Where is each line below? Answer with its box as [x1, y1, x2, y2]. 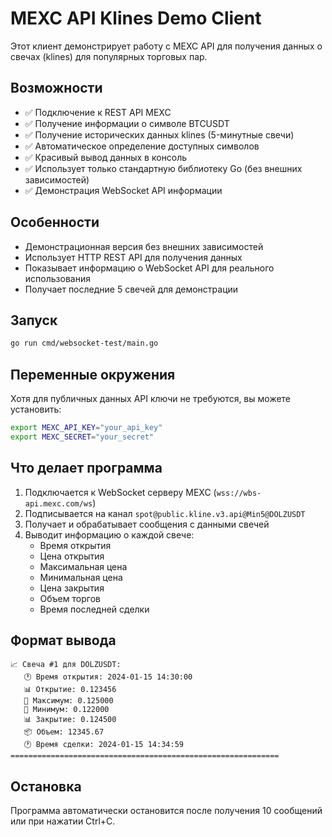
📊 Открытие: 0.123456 [23, 685, 117, 695]
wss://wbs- [216, 488, 262, 498]
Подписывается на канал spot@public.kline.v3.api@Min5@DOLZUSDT [24, 507, 306, 519]
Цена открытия [39, 550, 105, 562]
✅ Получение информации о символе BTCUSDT [24, 117, 230, 129]
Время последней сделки [39, 603, 150, 615]
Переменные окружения [10, 366, 176, 383]
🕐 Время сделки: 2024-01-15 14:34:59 [23, 740, 184, 750]
